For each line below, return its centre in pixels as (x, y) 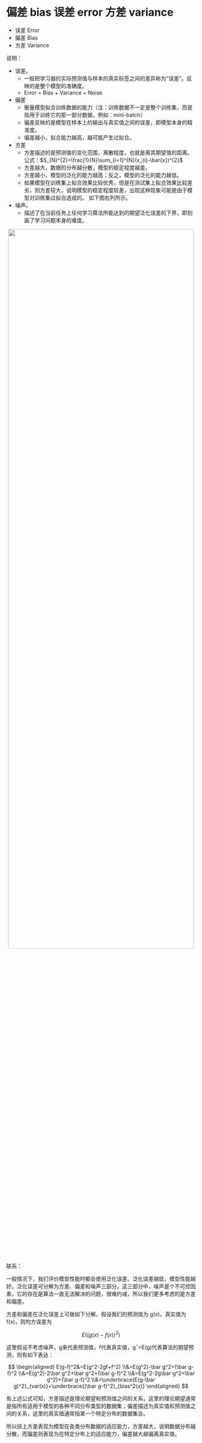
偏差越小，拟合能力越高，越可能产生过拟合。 (79, 137)
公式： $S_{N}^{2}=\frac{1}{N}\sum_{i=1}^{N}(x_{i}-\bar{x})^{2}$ (103, 160)
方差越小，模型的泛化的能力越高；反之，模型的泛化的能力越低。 (103, 175)
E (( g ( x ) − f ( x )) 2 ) (101, 1334)
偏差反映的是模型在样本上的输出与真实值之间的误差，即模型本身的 (106, 122)
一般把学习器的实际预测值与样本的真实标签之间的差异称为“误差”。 (105, 78)
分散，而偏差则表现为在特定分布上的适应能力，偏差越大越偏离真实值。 (93, 1433)
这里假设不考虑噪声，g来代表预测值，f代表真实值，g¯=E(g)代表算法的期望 (98, 1347)
